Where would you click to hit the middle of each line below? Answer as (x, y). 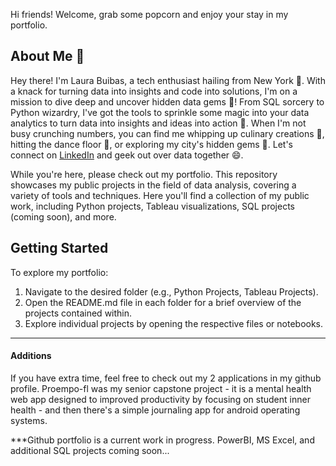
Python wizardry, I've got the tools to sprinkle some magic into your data (160, 112)
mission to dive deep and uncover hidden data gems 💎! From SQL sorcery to (167, 101)
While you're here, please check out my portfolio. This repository (144, 174)
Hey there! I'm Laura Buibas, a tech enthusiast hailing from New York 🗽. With (168, 80)
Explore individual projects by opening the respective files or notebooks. (174, 323)
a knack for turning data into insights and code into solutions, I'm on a (154, 91)
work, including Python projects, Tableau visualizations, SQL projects (152, 206)
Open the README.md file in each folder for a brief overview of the (163, 302)
